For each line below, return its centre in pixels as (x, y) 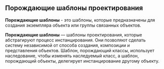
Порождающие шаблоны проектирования (74, 8)
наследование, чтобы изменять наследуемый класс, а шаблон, (72, 56)
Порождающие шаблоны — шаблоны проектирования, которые (74, 34)
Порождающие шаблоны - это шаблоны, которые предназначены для (80, 20)
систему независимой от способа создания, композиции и (67, 45)
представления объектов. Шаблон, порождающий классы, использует (80, 50)
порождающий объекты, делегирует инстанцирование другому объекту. (82, 61)
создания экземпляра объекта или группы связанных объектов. (73, 25)
